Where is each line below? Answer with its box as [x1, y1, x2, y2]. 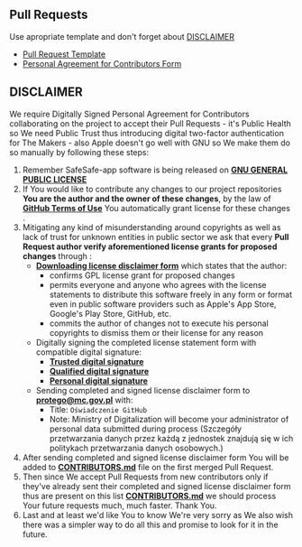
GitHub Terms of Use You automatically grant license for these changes [22, 202, 291, 213]
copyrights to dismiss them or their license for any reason [49, 327, 264, 338]
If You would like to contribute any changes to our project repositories [22, 183, 282, 194]
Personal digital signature [49, 375, 149, 386]
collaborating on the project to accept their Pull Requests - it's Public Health [9, 117, 291, 129]
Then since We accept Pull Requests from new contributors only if [22, 471, 269, 482]
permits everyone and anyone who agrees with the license [49, 279, 268, 290]
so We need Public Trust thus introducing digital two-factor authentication [9, 127, 284, 138]
